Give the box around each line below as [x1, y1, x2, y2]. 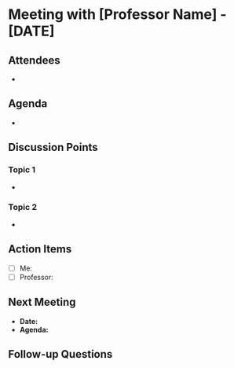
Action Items [8, 242, 72, 256]
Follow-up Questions [8, 348, 113, 361]
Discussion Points [8, 141, 98, 154]
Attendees [8, 53, 60, 67]
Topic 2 [8, 202, 38, 213]
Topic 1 [8, 164, 35, 175]
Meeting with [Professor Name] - [8, 6, 227, 24]
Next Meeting [8, 296, 76, 309]
